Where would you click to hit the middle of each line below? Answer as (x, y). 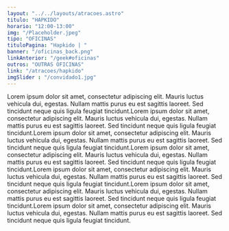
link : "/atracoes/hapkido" (46, 71)
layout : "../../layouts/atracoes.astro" (66, 13)
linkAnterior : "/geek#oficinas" (53, 58)
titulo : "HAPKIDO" (33, 20)
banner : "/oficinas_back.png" (50, 52)
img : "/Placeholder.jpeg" (44, 33)
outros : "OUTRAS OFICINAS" (46, 64)
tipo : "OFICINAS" (32, 39)
